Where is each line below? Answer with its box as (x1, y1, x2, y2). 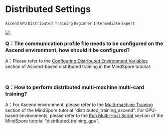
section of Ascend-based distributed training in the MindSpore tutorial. (5, 63, 151, 69)
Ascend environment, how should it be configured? (5, 46, 130, 53)
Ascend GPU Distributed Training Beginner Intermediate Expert (5, 21, 135, 26)
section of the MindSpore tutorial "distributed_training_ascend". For (5, 107, 144, 113)
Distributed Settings (5, 3, 91, 15)
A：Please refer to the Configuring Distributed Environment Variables (5, 57, 148, 63)
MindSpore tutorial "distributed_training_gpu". (5, 117, 99, 123)
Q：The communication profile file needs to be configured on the (5, 40, 163, 47)
